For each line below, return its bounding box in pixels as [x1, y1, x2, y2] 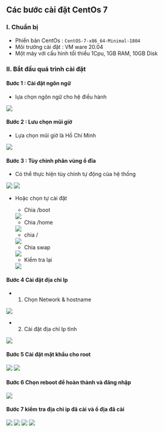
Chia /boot [24, 206, 51, 214]
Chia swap [24, 244, 51, 251]
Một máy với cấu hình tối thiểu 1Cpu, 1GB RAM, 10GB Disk [14, 50, 158, 57]
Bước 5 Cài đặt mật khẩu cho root [6, 351, 91, 358]
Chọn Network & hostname [24, 296, 92, 303]
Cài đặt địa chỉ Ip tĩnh [24, 326, 77, 333]
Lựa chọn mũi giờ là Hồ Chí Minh [14, 132, 96, 139]
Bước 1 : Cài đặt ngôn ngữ [6, 80, 71, 87]
